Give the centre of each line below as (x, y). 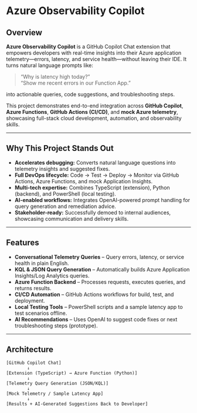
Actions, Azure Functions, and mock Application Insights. (84, 181)
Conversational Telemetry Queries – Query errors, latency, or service (99, 257)
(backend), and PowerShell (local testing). (65, 194)
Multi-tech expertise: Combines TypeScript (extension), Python (92, 187)
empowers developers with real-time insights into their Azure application (94, 53)
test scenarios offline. (41, 313)
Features (23, 243)
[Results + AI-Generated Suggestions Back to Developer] (77, 404)
